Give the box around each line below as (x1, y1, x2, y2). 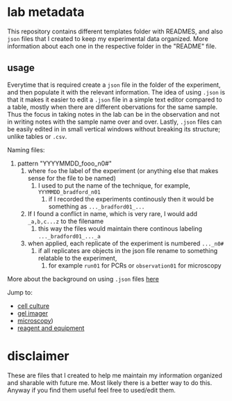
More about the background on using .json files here (7, 275, 160, 283)
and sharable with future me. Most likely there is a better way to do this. (7, 378, 213, 386)
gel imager (17, 309, 49, 317)
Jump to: (7, 288, 33, 296)
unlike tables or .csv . (7, 132, 67, 140)
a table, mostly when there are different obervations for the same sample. (7, 102, 217, 111)
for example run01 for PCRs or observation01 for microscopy (48, 261, 222, 270)
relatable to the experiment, (38, 254, 117, 262)
